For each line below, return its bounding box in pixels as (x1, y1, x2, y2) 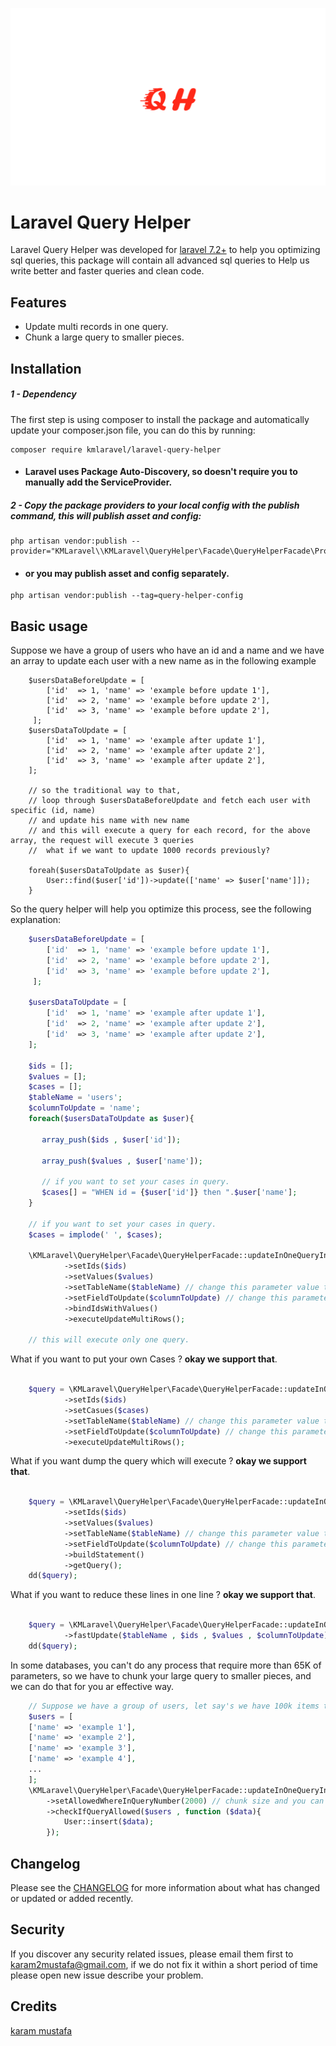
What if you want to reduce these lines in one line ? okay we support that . (10, 1589, 316, 1601)
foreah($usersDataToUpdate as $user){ (28, 866, 190, 876)
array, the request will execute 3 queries (10, 836, 195, 846)
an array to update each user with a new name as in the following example (10, 655, 317, 667)
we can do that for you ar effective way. (10, 1680, 175, 1692)
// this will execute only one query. (28, 1335, 190, 1345)
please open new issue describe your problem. (10, 1969, 204, 1981)
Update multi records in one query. (24, 321, 169, 333)
